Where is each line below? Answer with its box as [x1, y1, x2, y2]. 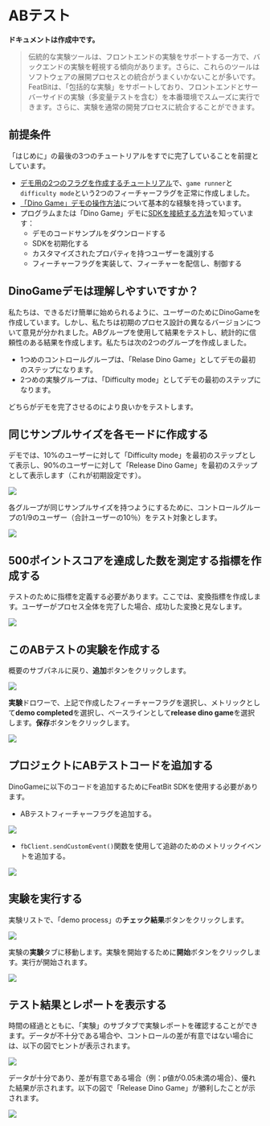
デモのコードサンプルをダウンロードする [31, 228, 166, 237]
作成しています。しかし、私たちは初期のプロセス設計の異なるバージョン [8, 317, 247, 327]
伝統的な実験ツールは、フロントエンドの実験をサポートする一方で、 [27, 52, 254, 61]
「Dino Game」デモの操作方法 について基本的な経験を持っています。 [19, 198, 247, 208]
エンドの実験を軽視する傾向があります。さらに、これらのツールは [42, 61, 260, 72]
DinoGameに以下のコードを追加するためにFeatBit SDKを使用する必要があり [8, 782, 259, 791]
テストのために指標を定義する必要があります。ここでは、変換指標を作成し [8, 592, 255, 601]
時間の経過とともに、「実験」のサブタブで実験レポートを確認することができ [8, 1021, 259, 1030]
